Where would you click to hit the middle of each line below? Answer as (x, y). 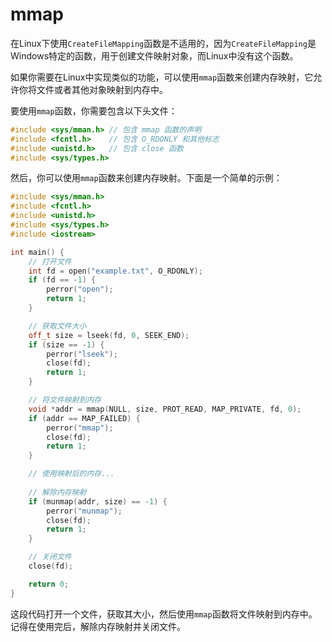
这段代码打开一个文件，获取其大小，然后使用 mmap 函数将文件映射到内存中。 (164, 614)
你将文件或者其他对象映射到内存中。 (93, 89)
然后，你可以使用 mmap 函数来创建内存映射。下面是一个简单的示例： (146, 178)
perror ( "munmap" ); (84, 511)
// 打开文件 (50, 261)
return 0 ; (49, 584)
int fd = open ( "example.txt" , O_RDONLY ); (115, 271)
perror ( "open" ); (80, 289)
